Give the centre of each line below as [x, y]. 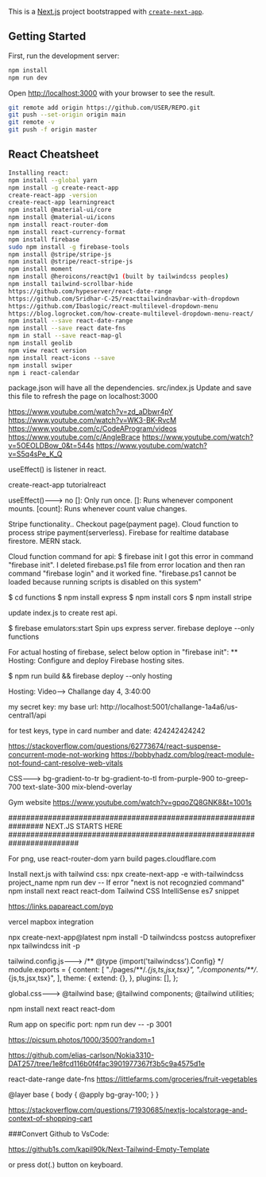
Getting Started [47, 36]
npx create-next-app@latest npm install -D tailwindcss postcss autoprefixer [132, 937]
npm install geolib [40, 343]
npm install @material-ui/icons [62, 217]
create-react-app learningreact [62, 202]
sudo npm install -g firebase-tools [69, 247]
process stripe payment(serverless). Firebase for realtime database [119, 533]
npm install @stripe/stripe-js [60, 254]
